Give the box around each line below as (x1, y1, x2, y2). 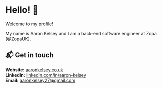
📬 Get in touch (5, 51, 54, 59)
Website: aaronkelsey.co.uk (5, 67, 63, 73)
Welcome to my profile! (5, 21, 54, 27)
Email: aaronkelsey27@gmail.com (5, 77, 76, 83)
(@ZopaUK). (5, 36, 31, 42)
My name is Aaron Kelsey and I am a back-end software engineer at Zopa (5, 30, 157, 36)
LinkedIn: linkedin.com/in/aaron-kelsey (5, 72, 86, 78)
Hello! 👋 (5, 4, 39, 16)
